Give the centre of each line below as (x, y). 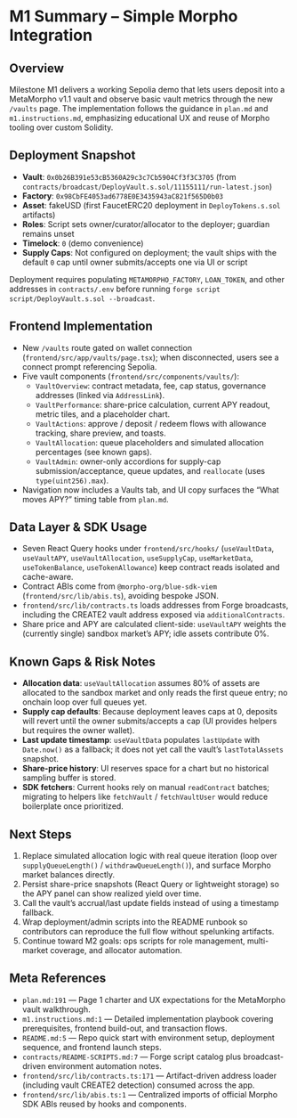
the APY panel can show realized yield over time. (112, 894)
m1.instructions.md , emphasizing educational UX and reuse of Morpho (140, 118)
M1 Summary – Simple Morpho (124, 16)
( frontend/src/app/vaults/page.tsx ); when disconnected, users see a (150, 357)
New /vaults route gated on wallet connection (107, 347)
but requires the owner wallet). (78, 730)
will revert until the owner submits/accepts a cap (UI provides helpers (149, 721)
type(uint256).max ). (72, 480)
